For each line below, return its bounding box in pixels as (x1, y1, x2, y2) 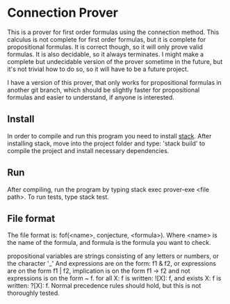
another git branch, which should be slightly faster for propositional (7, 86, 200, 94)
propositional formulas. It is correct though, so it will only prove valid (7, 42, 204, 51)
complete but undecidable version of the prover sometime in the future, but (7, 57, 223, 65)
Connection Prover (7, 5, 118, 21)
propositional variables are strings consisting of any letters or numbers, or (7, 252, 219, 260)
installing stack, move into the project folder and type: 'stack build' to (7, 139, 206, 147)
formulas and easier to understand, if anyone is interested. (7, 93, 175, 102)
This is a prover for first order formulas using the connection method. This (7, 28, 220, 36)
